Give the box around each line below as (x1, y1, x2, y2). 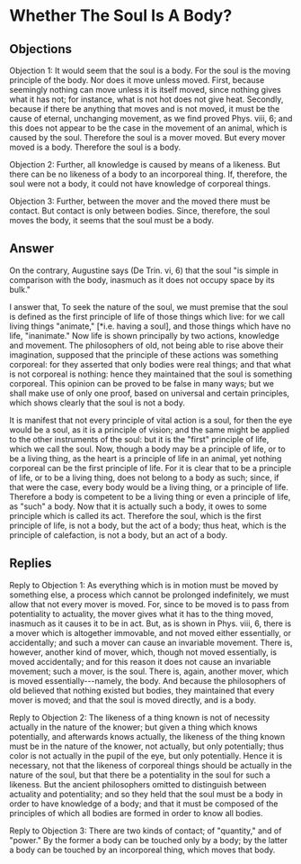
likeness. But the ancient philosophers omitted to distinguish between (9, 778, 267, 789)
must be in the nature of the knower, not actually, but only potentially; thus (9, 741, 285, 751)
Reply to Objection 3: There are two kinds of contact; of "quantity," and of (9, 825, 282, 836)
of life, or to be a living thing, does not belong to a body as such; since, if (9, 472, 279, 483)
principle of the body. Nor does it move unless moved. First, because (9, 75, 265, 86)
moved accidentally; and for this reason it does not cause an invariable (9, 656, 271, 667)
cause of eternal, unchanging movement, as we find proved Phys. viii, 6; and (9, 114, 293, 123)
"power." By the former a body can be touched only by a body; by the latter (9, 834, 288, 845)
